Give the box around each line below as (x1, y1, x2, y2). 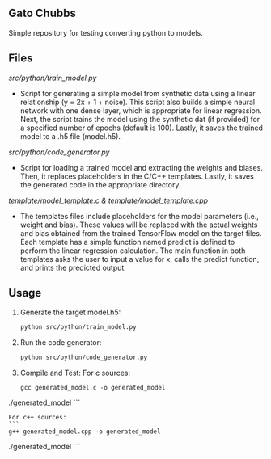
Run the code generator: (19, 338, 102, 347)
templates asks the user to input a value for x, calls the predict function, (19, 254, 260, 263)
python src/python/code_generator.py (19, 353, 148, 362)
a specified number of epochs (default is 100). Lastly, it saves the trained (19, 123, 263, 133)
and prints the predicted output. (19, 263, 127, 272)
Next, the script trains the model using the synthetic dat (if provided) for (19, 114, 260, 124)
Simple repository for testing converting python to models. (8, 27, 204, 37)
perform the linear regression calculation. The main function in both (19, 246, 246, 255)
